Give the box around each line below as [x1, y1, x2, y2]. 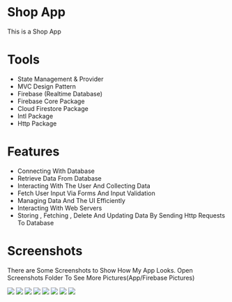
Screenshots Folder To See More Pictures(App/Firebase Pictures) [7, 273, 195, 282]
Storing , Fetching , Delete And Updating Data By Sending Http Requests [17, 211, 225, 220]
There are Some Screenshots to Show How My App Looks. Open [7, 266, 194, 274]
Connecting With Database [17, 167, 95, 175]
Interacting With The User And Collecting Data [17, 181, 151, 190]
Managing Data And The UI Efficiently [17, 196, 125, 204]
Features [7, 144, 60, 160]
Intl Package [17, 112, 54, 120]
